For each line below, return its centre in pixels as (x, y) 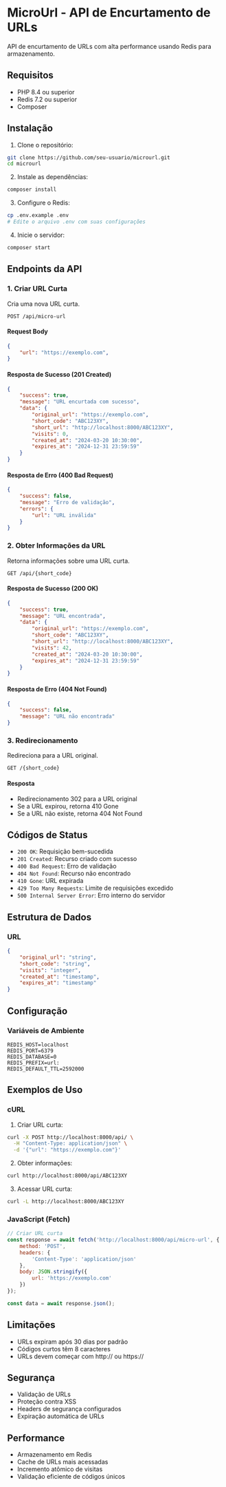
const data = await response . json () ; (61, 1303)
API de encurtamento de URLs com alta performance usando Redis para (109, 46)
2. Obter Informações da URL (56, 545)
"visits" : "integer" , (50, 970)
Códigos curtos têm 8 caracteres (64, 1349)
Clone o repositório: (45, 145)
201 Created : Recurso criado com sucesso (77, 859)
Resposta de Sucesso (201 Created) (59, 374)
